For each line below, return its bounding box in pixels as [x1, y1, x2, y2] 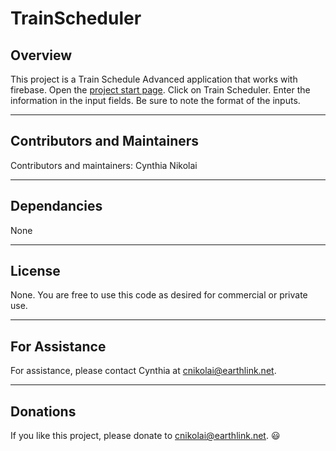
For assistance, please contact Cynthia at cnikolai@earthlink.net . [10, 365, 277, 377]
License [10, 263, 61, 280]
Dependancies [10, 198, 103, 215]
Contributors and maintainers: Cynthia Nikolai [10, 159, 198, 171]
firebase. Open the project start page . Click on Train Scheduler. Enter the [10, 84, 311, 96]
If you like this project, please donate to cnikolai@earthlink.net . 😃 [10, 430, 281, 442]
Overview [10, 47, 73, 64]
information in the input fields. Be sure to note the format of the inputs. [10, 95, 301, 106]
